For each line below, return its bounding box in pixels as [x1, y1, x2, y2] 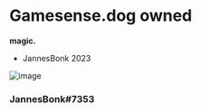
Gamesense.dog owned [9, 5, 193, 26]
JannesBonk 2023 [22, 52, 91, 63]
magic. [9, 35, 36, 46]
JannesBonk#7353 [9, 92, 95, 105]
